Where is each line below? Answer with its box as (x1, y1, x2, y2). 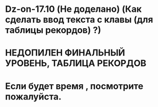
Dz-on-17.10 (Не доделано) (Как (5, 3, 142, 15)
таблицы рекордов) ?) (5, 25, 101, 36)
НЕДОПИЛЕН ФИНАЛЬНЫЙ (5, 47, 125, 58)
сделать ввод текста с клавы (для (5, 14, 153, 25)
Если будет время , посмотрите (5, 80, 144, 92)
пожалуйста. (5, 91, 62, 102)
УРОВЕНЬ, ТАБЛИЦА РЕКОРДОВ (5, 58, 147, 69)
